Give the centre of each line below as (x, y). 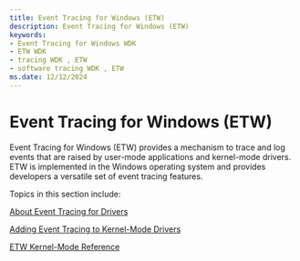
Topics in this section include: (65, 194)
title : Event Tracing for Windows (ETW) (88, 18)
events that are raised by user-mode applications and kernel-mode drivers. (150, 156)
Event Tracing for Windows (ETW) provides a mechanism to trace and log (147, 147)
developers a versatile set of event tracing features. (106, 176)
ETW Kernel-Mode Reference (65, 246)
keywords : (28, 35)
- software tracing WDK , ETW (67, 69)
